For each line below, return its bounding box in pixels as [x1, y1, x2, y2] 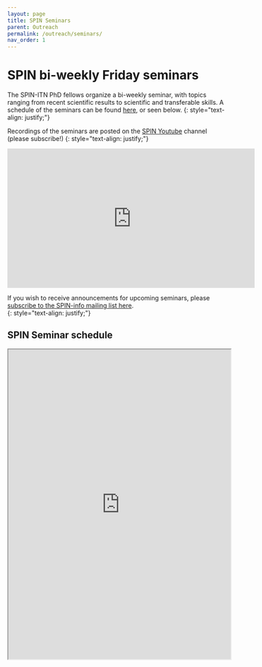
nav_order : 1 [7, 37, 46, 44]
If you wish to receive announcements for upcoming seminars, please [7, 294, 210, 302]
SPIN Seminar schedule [7, 329, 113, 341]
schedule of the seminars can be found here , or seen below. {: [7, 106, 189, 114]
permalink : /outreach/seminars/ [7, 30, 102, 38]
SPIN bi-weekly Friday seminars [7, 67, 199, 84]
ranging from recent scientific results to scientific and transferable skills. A [7, 98, 224, 107]
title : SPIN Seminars [7, 17, 71, 24]
